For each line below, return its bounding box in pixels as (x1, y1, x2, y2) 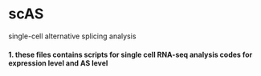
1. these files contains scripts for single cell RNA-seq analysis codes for (8, 50, 253, 59)
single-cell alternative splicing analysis (8, 31, 137, 41)
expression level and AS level (8, 58, 108, 68)
